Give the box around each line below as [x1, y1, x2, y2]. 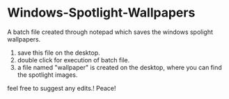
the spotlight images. [17, 71, 78, 79]
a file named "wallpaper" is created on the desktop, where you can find [17, 63, 223, 71]
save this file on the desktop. [17, 48, 100, 57]
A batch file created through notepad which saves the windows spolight [7, 28, 214, 36]
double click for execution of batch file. [17, 55, 130, 64]
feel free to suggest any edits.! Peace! [7, 84, 116, 92]
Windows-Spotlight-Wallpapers [7, 5, 196, 21]
